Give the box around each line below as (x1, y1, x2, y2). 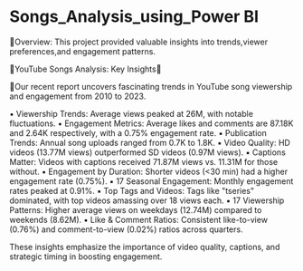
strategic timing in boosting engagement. (9, 251, 163, 262)
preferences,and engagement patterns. (9, 45, 156, 56)
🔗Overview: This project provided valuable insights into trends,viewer (9, 36, 269, 47)
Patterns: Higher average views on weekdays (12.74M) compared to (9, 204, 262, 215)
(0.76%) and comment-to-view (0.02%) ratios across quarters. (9, 224, 243, 235)
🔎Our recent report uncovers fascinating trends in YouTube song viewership (9, 81, 293, 92)
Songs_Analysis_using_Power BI (9, 6, 260, 27)
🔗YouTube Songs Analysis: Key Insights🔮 (9, 63, 162, 74)
